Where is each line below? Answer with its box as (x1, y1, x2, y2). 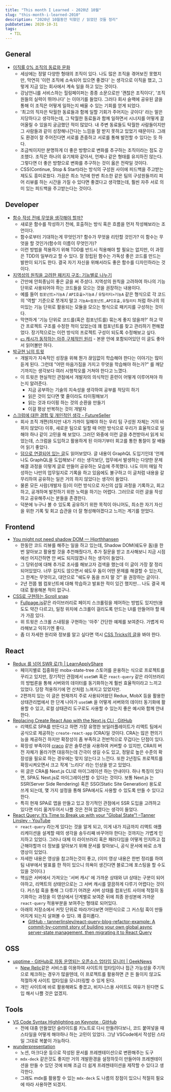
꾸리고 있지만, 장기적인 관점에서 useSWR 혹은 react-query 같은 (20, 673, 144, 680)
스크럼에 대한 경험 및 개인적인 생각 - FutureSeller (12, 412, 111, 418)
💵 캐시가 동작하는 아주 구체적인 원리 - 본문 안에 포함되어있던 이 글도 (20, 335, 155, 342)
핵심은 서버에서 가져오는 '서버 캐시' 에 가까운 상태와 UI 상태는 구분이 (20, 875, 155, 881)
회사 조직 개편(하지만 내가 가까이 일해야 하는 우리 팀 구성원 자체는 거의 (20, 419, 159, 425)
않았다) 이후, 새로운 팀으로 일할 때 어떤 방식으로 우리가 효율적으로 (30, 425, 159, 431)
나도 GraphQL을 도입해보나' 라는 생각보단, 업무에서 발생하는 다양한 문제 (20, 457, 163, 463)
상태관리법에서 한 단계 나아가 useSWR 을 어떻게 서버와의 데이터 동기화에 (20, 699, 160, 705)
